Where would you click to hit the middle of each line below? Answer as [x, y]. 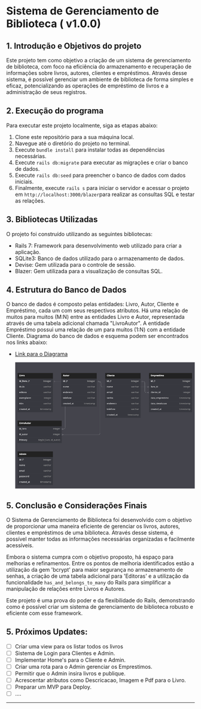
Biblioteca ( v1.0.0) [54, 24]
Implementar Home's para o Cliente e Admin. [70, 660]
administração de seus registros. [47, 92]
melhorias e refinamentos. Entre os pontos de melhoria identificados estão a [100, 563]
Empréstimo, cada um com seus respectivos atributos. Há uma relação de [97, 310]
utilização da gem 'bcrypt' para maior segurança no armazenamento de [95, 569]
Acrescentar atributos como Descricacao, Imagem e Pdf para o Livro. [100, 680]
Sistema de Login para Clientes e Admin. [65, 653]
